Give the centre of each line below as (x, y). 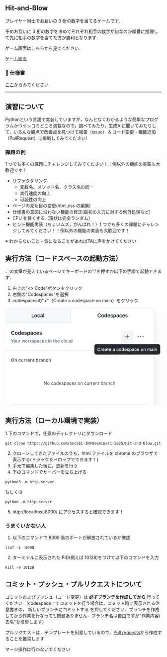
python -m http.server (29, 502)
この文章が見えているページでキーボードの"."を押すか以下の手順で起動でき (81, 271)
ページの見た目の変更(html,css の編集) (51, 206)
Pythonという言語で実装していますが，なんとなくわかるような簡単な (75, 119)
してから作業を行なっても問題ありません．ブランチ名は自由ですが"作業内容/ (83, 616)
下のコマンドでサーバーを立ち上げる (49, 472)
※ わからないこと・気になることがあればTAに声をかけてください (71, 241)
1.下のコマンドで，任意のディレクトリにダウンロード (59, 433)
